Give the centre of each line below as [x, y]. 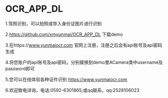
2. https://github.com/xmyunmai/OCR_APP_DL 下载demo [64, 34]
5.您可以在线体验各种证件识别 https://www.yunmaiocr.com [66, 79]
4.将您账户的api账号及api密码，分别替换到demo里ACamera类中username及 [84, 62]
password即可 [20, 69]
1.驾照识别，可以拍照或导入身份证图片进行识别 [54, 23]
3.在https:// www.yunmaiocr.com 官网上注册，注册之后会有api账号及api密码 [84, 45]
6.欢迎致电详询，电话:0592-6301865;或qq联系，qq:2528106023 [72, 90]
